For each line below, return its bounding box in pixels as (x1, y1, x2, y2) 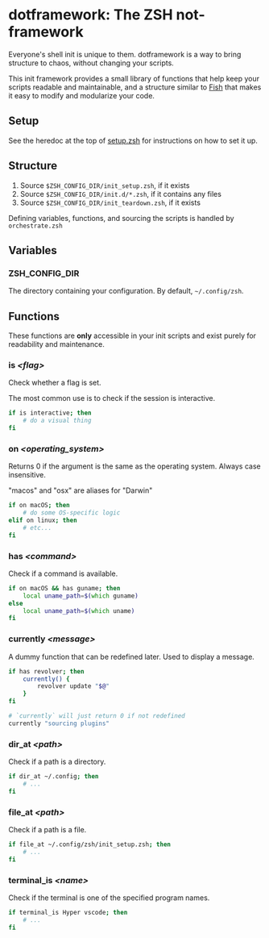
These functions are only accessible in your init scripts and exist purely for (8, 331, 256, 340)
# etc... (23, 523, 52, 532)
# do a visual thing (23, 417, 92, 425)
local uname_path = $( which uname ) (23, 607, 135, 615)
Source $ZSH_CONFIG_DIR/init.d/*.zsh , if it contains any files (19, 189, 221, 198)
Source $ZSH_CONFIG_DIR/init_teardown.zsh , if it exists (19, 198, 201, 207)
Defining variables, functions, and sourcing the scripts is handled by (8, 213, 235, 223)
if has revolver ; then (8, 667, 85, 675)
